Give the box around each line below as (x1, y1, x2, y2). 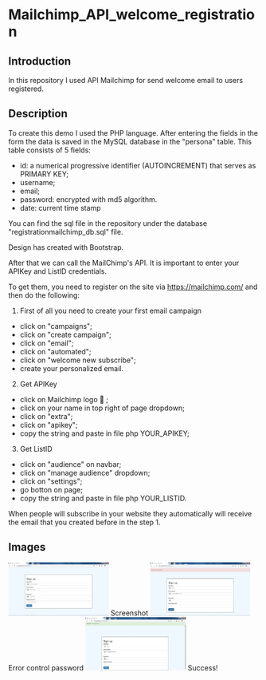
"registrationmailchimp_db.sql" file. (8, 227, 123, 236)
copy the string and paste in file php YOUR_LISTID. (19, 493, 187, 503)
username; (19, 177, 56, 187)
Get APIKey (19, 379, 57, 389)
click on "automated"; (19, 346, 92, 356)
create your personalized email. (19, 363, 124, 373)
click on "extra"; (19, 411, 73, 421)
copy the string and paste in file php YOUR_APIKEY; (19, 429, 190, 438)
